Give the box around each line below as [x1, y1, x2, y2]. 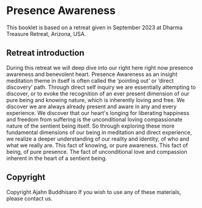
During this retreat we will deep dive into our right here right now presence [6, 64, 193, 71]
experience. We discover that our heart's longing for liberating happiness [6, 109, 190, 116]
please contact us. [6, 195, 53, 202]
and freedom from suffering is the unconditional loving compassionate [6, 116, 183, 123]
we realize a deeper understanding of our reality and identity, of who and [6, 135, 190, 142]
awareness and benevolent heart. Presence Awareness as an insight [6, 71, 178, 78]
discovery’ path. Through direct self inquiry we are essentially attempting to [6, 83, 196, 91]
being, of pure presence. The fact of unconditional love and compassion [6, 148, 187, 155]
